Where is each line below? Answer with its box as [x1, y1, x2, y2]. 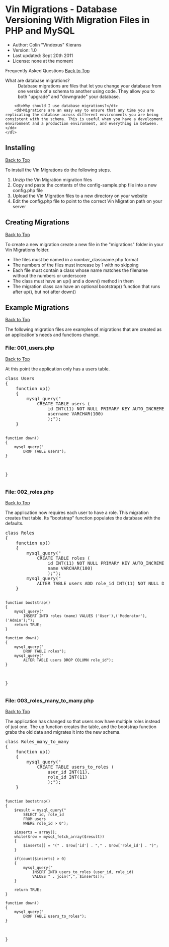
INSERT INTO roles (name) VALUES [23, 613, 94, 619]
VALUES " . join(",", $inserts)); [32, 874, 105, 879]
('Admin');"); [5, 618, 35, 623]
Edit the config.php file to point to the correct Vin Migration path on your [12, 198, 162, 204]
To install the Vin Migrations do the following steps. [5, 167, 112, 173]
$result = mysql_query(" [14, 808, 66, 813]
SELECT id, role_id [23, 812, 64, 817]
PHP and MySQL [5, 25, 75, 36]
